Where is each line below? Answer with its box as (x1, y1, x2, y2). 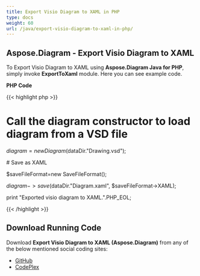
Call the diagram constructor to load (6, 115, 191, 128)
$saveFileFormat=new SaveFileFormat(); (6, 171, 107, 177)
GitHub (14, 257, 33, 264)
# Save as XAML (6, 159, 48, 166)
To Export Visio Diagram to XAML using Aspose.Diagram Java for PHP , (6, 64, 184, 71)
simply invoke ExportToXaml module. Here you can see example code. (6, 70, 183, 78)
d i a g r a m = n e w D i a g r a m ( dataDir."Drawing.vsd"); (6, 147, 127, 154)
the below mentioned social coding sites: (6, 245, 108, 253)
